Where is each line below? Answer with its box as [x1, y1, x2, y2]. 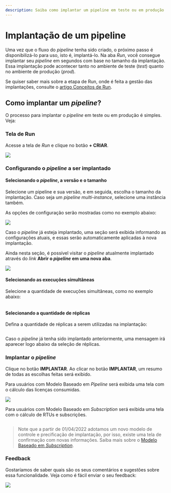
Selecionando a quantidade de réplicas [5, 310, 90, 316]
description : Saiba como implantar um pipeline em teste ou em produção [5, 7, 164, 13]
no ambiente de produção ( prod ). [5, 68, 76, 74]
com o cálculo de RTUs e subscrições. [5, 411, 87, 418]
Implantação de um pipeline [5, 29, 126, 41]
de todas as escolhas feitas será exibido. [5, 371, 91, 377]
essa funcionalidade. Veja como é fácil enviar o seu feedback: [5, 472, 137, 478]
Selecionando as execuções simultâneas [5, 277, 94, 283]
